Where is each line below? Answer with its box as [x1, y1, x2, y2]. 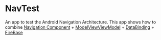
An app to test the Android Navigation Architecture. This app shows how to [5, 19, 156, 25]
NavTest [5, 3, 40, 14]
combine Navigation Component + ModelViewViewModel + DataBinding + [5, 24, 155, 30]
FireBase [5, 29, 23, 35]
